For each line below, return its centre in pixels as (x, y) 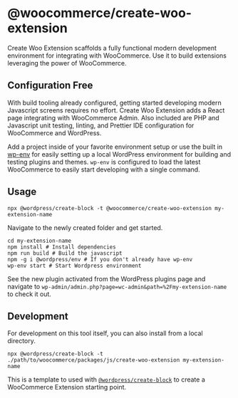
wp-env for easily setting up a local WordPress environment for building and (119, 154)
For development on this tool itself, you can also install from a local (105, 333)
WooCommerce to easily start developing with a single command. (104, 169)
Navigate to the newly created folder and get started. (85, 227)
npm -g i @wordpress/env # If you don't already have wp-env (100, 259)
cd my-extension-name (40, 241)
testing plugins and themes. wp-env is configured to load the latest (104, 162)
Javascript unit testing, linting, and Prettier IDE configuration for (101, 125)
